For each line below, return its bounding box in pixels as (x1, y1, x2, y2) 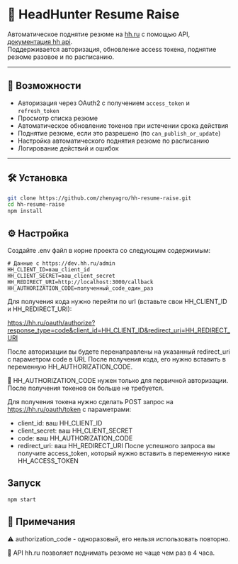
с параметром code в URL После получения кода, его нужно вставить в (7, 355, 227, 363)
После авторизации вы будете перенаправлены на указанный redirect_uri (7, 347, 230, 356)
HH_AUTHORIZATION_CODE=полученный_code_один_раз (7, 285, 154, 292)
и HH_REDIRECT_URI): (7, 305, 72, 313)
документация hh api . (7, 37, 73, 45)
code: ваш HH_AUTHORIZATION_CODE (17, 434, 133, 443)
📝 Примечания (7, 516, 76, 528)
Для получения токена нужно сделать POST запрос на (7, 398, 174, 406)
